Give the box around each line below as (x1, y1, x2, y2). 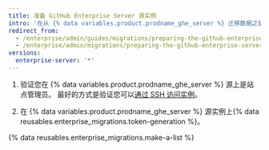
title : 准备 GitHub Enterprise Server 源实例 (8, 11, 157, 20)
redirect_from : (8, 26, 59, 34)
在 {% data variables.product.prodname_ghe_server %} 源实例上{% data (19, 106, 259, 116)
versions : (8, 49, 42, 57)
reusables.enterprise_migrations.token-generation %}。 (19, 116, 205, 126)
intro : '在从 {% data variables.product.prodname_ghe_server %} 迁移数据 (8, 19, 252, 27)
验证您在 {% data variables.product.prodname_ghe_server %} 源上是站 (19, 79, 255, 89)
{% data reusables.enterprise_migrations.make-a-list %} (8, 132, 195, 142)
